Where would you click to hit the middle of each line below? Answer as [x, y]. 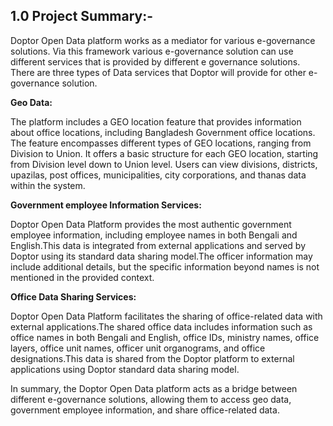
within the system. [48, 185]
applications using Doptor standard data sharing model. [125, 369]
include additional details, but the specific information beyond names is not [165, 266]
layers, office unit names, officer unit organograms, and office [138, 348]
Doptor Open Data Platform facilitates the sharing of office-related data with [166, 316]
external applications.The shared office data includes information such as [161, 326]
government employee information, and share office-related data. [145, 410]
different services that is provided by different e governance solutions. [155, 61]
